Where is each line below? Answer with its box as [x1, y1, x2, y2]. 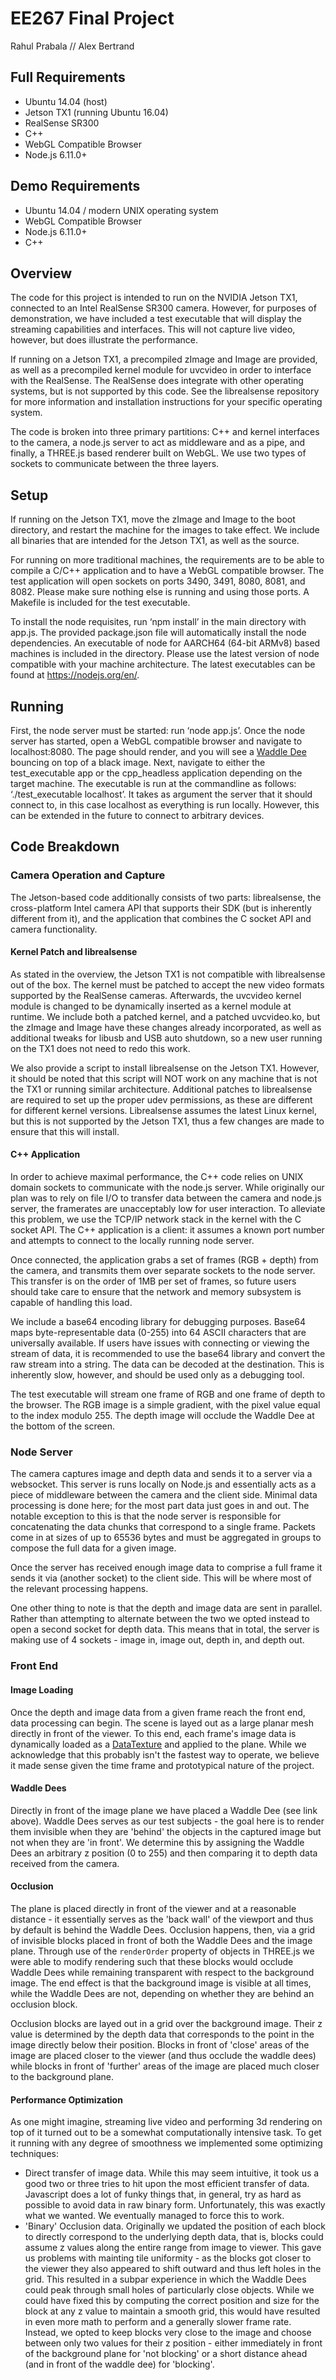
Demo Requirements [10, 178, 141, 195]
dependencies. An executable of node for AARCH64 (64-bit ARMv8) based [10, 637, 321, 649]
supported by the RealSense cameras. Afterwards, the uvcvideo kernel [10, 989, 302, 1001]
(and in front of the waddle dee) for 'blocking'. [24, 2358, 215, 2371]
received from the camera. [10, 1857, 120, 1869]
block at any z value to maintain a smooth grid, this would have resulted [24, 2305, 321, 2317]
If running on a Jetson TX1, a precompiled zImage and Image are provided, [10, 353, 318, 366]
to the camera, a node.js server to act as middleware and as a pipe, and [10, 437, 306, 449]
